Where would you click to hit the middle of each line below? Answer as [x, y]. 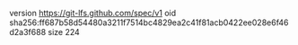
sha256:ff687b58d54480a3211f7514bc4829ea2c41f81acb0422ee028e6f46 [149, 22]
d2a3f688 [28, 32]
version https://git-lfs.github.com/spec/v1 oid [93, 13]
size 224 [64, 32]
